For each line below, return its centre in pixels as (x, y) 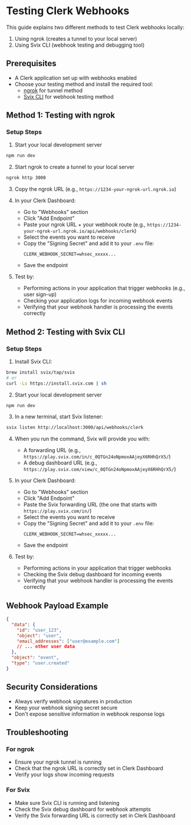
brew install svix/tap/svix (41, 372)
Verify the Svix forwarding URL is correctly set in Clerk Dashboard (95, 815)
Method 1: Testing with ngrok (61, 116)
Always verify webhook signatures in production (73, 701)
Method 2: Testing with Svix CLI (66, 332)
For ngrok (20, 749)
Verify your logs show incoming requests (65, 775)
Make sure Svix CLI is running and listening (67, 803)
